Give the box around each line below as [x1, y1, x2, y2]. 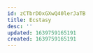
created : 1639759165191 [7, 36, 77, 43]
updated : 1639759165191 [7, 29, 77, 36]
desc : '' [7, 23, 33, 30]
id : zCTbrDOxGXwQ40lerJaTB [7, 10, 86, 17]
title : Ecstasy [7, 17, 52, 23]
